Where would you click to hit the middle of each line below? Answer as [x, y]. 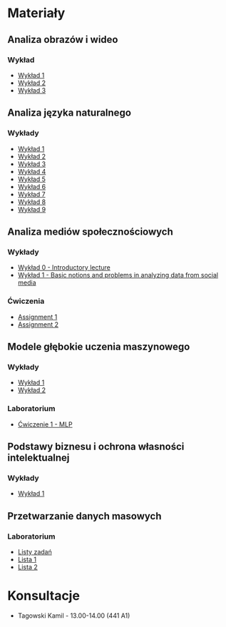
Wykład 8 [32, 202]
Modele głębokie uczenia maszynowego [99, 346]
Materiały [36, 13]
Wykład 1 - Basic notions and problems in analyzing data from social [118, 275]
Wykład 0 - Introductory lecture [64, 267]
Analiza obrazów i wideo [63, 40]
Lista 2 [27, 567]
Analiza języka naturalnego [70, 113]
